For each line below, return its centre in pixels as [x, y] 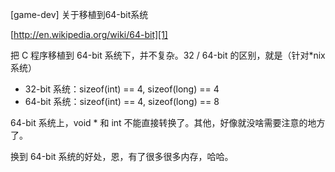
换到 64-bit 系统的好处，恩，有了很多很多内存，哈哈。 [122, 156]
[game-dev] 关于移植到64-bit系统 [79, 14]
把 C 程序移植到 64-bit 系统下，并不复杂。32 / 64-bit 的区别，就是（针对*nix [168, 55]
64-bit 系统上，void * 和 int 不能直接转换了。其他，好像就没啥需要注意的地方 [168, 122]
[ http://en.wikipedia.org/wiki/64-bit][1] [89, 34]
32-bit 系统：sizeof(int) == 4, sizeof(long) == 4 [122, 89]
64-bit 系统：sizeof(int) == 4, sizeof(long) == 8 [122, 101]
